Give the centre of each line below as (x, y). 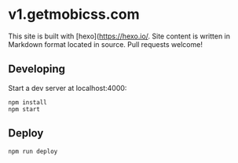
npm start (24, 109)
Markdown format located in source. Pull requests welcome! (105, 44)
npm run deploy (33, 151)
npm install (27, 102)
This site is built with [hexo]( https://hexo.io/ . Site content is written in (119, 36)
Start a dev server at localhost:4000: (68, 88)
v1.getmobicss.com (74, 14)
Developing (37, 69)
